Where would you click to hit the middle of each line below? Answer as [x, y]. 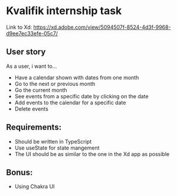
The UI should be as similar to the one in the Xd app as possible [92, 154]
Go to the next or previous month [55, 84]
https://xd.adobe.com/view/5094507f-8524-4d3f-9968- [102, 27]
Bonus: [19, 172]
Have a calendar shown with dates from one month [77, 77]
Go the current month [41, 90]
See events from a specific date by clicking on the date [81, 96]
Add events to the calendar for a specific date [70, 102]
